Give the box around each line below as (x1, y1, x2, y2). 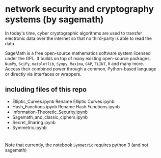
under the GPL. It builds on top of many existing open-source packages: (5, 55, 151, 61)
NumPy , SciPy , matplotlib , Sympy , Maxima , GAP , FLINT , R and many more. (5, 61, 144, 66)
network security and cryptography (5, 3, 154, 15)
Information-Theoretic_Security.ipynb (12, 109, 88, 115)
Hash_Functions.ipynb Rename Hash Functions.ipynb (12, 103, 120, 109)
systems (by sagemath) (5, 14, 104, 25)
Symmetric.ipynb (12, 125, 47, 130)
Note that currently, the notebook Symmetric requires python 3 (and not (5, 142, 149, 148)
